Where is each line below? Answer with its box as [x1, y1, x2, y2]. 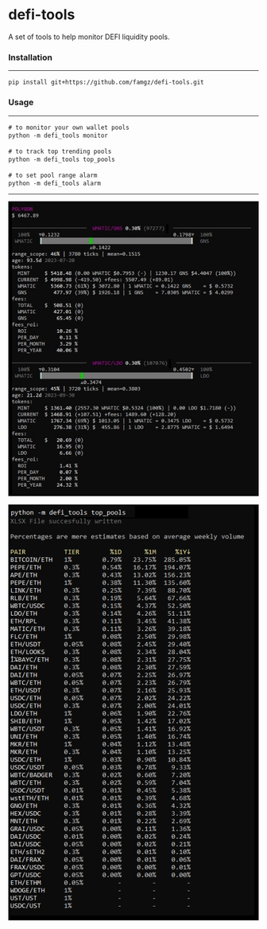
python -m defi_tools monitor [8, 131, 109, 139]
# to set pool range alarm [8, 171, 98, 179]
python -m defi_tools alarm [8, 179, 102, 187]
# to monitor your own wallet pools [8, 123, 130, 131]
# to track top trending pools [8, 147, 112, 155]
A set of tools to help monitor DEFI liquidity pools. [8, 32, 170, 41]
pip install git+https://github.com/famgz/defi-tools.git [8, 78, 204, 87]
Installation [8, 52, 53, 63]
